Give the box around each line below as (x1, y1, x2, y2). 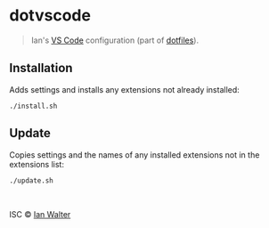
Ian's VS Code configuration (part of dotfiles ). (30, 35, 199, 45)
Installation (9, 61, 73, 76)
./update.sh (9, 175, 53, 185)
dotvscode (9, 5, 92, 26)
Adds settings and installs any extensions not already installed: (9, 84, 240, 94)
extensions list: (9, 159, 65, 169)
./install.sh (9, 102, 58, 110)
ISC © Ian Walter (9, 208, 71, 219)
